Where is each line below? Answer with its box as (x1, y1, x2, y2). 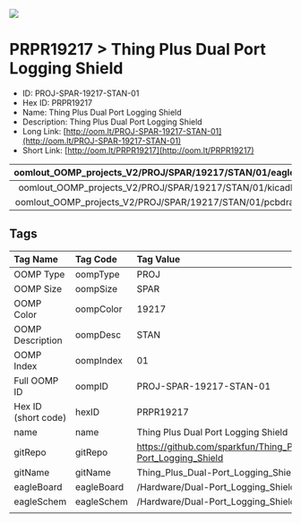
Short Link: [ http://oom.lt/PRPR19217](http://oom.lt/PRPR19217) (21, 144, 254, 156)
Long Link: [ (21, 125, 67, 136)
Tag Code (74, 253, 118, 265)
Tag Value (136, 253, 181, 265)
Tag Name (13, 253, 58, 265)
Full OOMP (13, 374, 59, 387)
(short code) (13, 411, 67, 424)
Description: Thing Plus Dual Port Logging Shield (21, 116, 203, 127)
